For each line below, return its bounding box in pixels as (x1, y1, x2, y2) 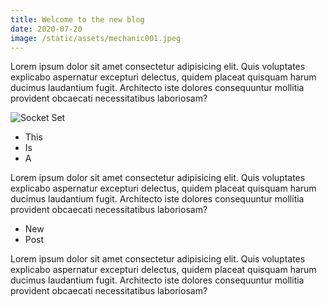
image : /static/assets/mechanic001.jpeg (10, 33, 182, 43)
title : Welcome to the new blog (10, 14, 145, 25)
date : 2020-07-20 (10, 24, 83, 34)
